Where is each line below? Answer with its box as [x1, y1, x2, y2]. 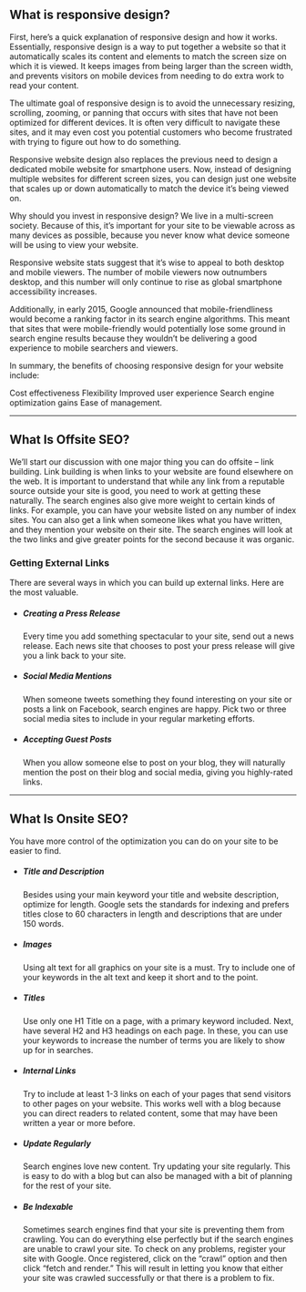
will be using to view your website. [9, 239, 139, 250]
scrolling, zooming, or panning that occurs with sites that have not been [9, 107, 279, 118]
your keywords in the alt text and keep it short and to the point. [22, 971, 259, 982]
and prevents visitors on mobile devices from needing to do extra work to [9, 70, 285, 81]
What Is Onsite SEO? [9, 811, 129, 827]
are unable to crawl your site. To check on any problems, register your [22, 1244, 287, 1255]
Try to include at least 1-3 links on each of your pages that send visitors [22, 1088, 291, 1099]
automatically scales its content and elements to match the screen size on [9, 50, 287, 62]
